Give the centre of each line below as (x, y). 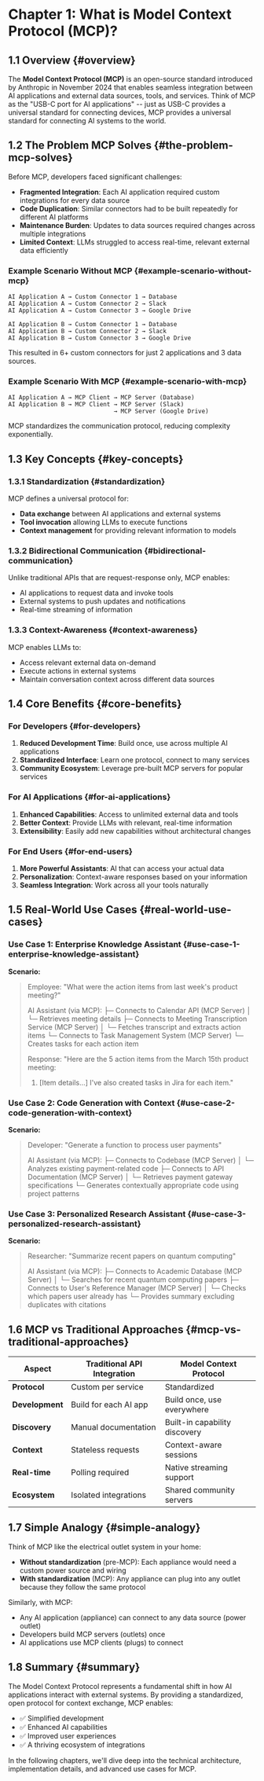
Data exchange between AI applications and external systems (120, 514)
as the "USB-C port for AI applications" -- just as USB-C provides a (117, 104)
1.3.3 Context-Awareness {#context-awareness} (103, 630)
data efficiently (44, 250)
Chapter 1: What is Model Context (120, 15)
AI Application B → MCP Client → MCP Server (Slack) (96, 405)
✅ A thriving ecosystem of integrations (82, 1744)
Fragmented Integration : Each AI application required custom (119, 192)
